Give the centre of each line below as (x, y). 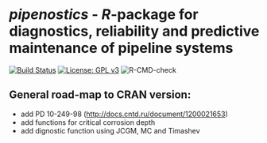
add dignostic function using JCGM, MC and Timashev (110, 130)
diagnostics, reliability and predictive (134, 31)
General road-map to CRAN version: (100, 95)
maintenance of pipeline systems (121, 48)
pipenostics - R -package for (104, 15)
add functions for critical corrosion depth (88, 122)
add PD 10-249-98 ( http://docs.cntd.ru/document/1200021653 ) (124, 114)
